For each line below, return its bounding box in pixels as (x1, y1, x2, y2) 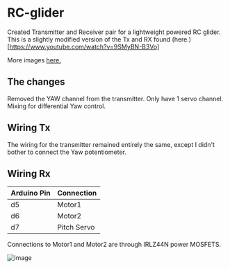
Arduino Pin (10, 189, 51, 198)
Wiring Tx (7, 122, 51, 134)
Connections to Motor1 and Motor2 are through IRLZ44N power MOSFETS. (7, 241, 221, 249)
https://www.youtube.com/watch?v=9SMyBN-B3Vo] (9, 42, 160, 51)
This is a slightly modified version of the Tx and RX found (7, 35, 171, 43)
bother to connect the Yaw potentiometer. (7, 148, 126, 156)
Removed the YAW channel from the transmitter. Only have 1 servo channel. (7, 94, 224, 103)
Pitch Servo (57, 223, 95, 232)
